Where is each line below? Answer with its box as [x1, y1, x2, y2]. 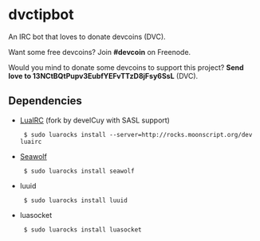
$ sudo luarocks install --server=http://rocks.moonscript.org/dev [23, 130, 253, 138]
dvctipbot [8, 6, 74, 24]
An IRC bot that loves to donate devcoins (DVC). [8, 32, 166, 41]
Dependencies [8, 94, 82, 108]
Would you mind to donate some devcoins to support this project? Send [8, 62, 245, 72]
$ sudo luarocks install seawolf [23, 167, 135, 175]
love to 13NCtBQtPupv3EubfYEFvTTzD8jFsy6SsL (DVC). [8, 71, 199, 80]
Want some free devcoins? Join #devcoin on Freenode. [8, 47, 191, 56]
